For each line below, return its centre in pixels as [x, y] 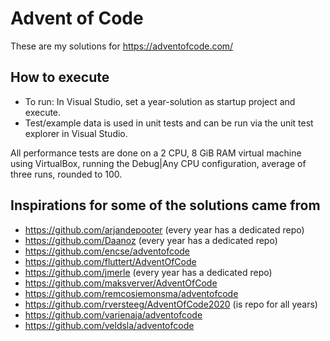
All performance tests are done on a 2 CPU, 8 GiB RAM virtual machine [156, 153]
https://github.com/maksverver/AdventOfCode [121, 283]
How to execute [60, 77]
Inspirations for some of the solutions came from [165, 205]
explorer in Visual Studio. [76, 133]
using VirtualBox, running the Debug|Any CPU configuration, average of [158, 163]
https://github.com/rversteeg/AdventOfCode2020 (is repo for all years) [171, 304]
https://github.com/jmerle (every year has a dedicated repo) [148, 272]
